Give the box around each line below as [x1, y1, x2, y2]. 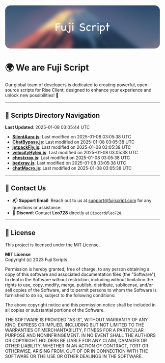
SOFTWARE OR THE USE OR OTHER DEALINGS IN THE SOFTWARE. [5, 353, 143, 359]
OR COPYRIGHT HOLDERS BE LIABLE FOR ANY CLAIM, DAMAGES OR [5, 337, 147, 343]
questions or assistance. [12, 204, 62, 210]
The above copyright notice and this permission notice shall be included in [5, 301, 156, 308]
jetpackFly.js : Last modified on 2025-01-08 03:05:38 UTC [12, 144, 131, 150]
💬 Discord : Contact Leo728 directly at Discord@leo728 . [12, 210, 123, 216]
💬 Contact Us [5, 184, 46, 193]
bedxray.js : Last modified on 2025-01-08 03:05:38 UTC [12, 160, 126, 166]
